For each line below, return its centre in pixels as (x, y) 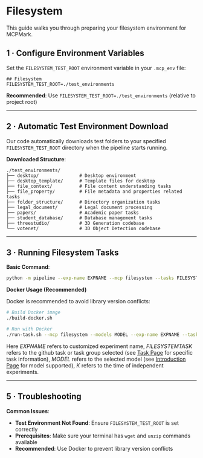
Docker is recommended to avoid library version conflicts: (78, 302)
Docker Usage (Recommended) (47, 290)
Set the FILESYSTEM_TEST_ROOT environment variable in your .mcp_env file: (96, 68)
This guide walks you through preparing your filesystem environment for (96, 28)
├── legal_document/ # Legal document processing (79, 207)
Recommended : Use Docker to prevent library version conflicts (94, 448)
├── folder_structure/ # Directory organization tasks (84, 202)
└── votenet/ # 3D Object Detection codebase (84, 228)
